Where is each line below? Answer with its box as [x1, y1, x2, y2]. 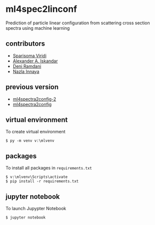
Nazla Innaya [12, 68, 39, 74]
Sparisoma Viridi [12, 53, 46, 58]
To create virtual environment [5, 129, 66, 135]
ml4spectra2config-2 [12, 96, 56, 102]
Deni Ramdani [12, 63, 41, 69]
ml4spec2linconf [5, 3, 77, 15]
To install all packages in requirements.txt [5, 165, 92, 171]
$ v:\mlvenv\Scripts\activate [5, 174, 68, 179]
